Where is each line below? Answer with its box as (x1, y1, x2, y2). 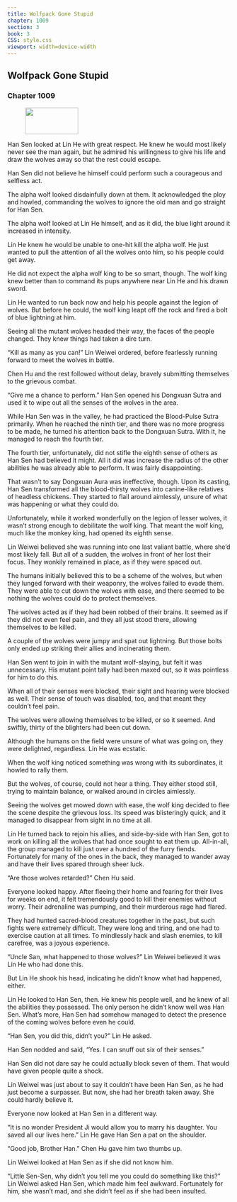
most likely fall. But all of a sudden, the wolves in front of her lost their (7, 550, 211, 558)
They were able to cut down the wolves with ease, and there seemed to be (7, 586, 225, 595)
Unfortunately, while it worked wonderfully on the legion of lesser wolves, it (7, 513, 228, 522)
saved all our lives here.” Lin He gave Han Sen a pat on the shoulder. (7, 1130, 207, 1139)
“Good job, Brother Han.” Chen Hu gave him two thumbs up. (7, 1144, 183, 1152)
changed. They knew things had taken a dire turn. (7, 334, 152, 343)
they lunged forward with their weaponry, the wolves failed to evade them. (7, 579, 224, 587)
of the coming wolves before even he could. (7, 1017, 136, 1026)
